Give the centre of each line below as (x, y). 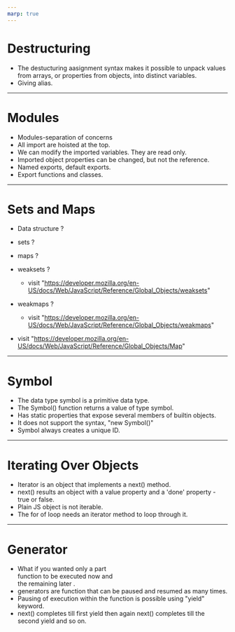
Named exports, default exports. (64, 167)
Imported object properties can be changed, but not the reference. (113, 159)
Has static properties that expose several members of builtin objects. (117, 415)
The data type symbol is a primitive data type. (83, 401)
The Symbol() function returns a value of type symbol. (95, 408)
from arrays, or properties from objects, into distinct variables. (107, 75)
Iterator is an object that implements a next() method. (94, 485)
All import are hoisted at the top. (64, 144)
